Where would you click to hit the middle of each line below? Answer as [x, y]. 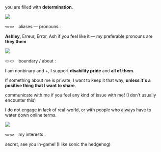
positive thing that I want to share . [40, 85]
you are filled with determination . [39, 7]
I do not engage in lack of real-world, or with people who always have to [78, 110]
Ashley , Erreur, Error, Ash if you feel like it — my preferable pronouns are [79, 36]
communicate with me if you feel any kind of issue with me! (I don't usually [80, 95]
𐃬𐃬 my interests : [25, 134]
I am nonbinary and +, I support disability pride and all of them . [70, 71]
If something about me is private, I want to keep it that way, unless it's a [78, 80]
